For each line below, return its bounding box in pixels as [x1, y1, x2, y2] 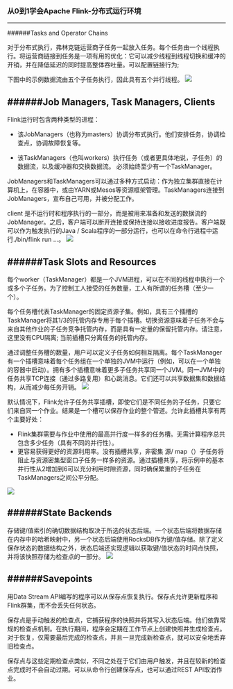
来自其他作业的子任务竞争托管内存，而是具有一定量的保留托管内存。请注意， [7, 325, 226, 333]
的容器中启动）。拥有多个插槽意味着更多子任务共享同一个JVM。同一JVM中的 [7, 365, 225, 373]
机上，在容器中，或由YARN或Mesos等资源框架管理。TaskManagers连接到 [12, 186, 225, 194]
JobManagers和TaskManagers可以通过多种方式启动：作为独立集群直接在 [7, 177, 217, 186]
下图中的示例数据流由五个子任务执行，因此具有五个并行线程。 [7, 75, 184, 84]
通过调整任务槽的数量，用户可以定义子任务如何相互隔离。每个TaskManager [7, 348, 223, 356]
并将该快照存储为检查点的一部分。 [7, 552, 105, 560]
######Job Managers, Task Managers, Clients [7, 96, 216, 108]
